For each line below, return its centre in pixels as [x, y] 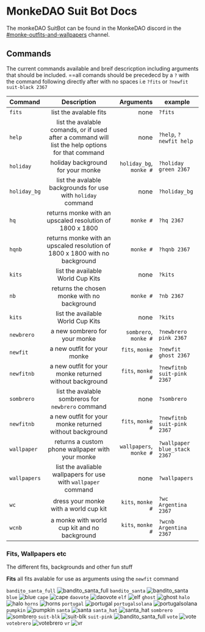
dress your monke [79, 501]
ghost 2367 [174, 355]
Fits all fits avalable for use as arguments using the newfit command [92, 579]
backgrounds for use [78, 187]
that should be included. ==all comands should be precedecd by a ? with [98, 75]
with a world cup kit [79, 509]
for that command [79, 153]
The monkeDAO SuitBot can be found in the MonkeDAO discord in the [94, 28]
